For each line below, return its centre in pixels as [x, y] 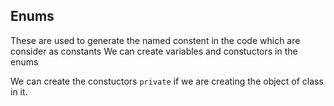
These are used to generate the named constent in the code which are [155, 40]
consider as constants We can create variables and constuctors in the [154, 51]
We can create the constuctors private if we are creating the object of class [167, 81]
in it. [19, 91]
